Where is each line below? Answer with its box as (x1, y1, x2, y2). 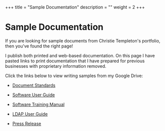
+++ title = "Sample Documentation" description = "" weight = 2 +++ (5, 4, 145, 10)
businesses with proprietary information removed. (5, 63, 107, 69)
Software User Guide (12, 91, 55, 98)
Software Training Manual (12, 101, 65, 107)
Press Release (12, 121, 41, 127)
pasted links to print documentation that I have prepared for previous (5, 58, 145, 64)
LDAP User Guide (12, 111, 48, 117)
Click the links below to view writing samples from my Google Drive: (5, 73, 143, 79)
